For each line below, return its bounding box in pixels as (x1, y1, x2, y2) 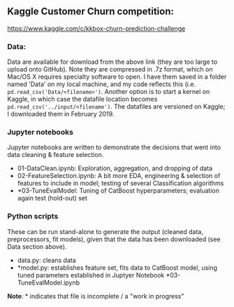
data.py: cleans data (17, 256, 77, 264)
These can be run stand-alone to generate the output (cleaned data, (7, 227, 204, 236)
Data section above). (7, 242, 67, 251)
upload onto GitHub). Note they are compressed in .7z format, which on (7, 65, 213, 74)
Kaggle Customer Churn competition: (7, 6, 175, 18)
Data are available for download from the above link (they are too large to (7, 57, 218, 66)
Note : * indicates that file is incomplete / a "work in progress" (7, 292, 184, 300)
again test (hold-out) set (17, 194, 87, 203)
